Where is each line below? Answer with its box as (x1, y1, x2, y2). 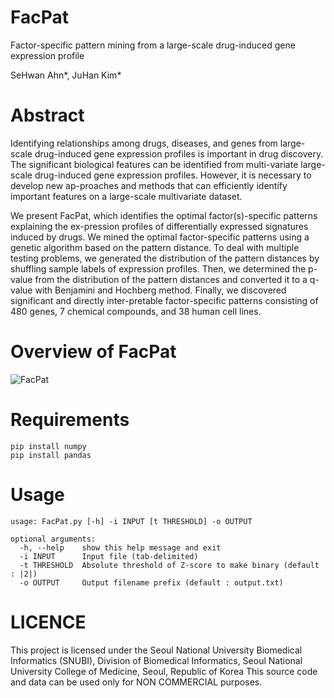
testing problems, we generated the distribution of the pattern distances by (10, 252, 320, 264)
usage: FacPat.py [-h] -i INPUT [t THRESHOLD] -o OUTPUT (10, 516, 253, 526)
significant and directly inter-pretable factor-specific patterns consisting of (10, 294, 319, 306)
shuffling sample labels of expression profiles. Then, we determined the (10, 262, 307, 275)
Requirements (10, 409, 130, 431)
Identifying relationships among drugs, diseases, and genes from (10, 137, 278, 149)
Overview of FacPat (10, 341, 177, 363)
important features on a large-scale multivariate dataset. (10, 190, 243, 202)
